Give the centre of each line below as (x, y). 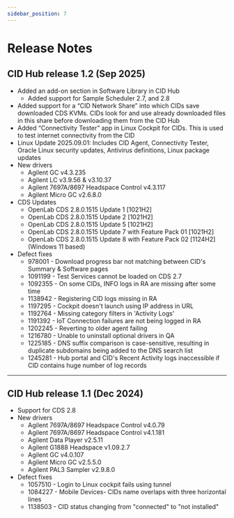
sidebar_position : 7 (37, 14)
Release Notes (50, 48)
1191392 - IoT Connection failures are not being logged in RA (114, 320)
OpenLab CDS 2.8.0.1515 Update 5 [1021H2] (90, 224)
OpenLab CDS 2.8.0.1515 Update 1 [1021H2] (89, 209)
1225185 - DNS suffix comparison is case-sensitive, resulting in (118, 343)
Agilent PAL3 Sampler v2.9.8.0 (71, 470)
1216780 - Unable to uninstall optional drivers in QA (101, 335)
